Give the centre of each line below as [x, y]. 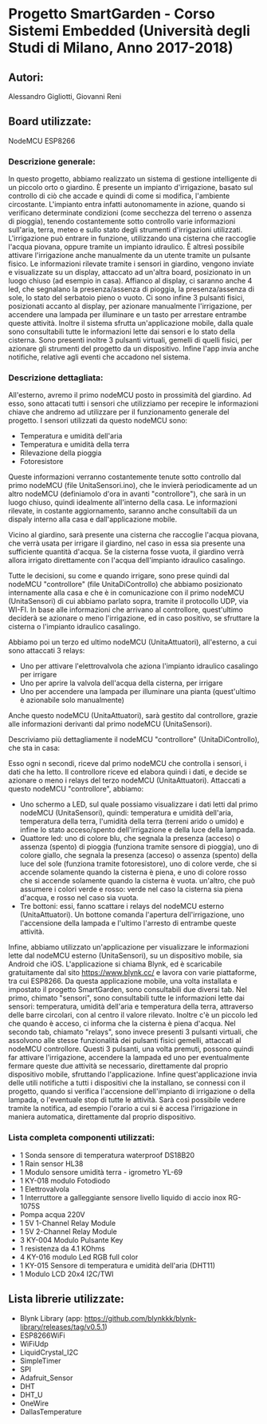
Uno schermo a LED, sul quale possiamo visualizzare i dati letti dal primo [139, 804]
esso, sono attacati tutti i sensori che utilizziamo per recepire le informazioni [133, 403]
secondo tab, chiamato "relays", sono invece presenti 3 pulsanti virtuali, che [133, 1032]
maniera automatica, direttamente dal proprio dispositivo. [102, 1117]
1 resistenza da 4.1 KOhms [63, 1248]
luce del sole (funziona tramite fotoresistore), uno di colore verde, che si [138, 864]
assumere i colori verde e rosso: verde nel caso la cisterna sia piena [131, 889]
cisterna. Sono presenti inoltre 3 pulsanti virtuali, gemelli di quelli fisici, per [130, 340]
